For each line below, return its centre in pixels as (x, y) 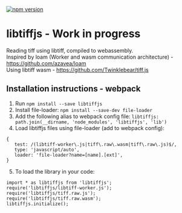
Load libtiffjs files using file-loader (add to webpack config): (89, 128)
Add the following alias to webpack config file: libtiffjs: (87, 116)
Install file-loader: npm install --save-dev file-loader (84, 110)
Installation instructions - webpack (73, 89)
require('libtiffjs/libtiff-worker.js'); (59, 188)
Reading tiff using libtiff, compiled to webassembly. (70, 50)
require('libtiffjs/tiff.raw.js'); (51, 193)
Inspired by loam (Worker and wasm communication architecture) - (90, 57)
